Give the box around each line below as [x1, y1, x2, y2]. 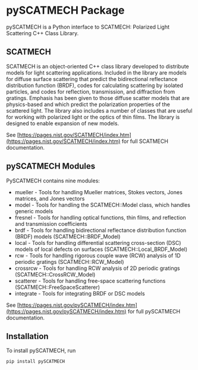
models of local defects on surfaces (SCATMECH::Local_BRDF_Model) [14, 245, 188, 253]
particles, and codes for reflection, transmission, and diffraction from [6, 88, 175, 95]
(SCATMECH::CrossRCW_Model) [14, 270, 96, 278]
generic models [14, 207, 54, 214]
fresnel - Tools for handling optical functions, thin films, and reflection [14, 214, 186, 221]
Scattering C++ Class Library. [6, 29, 79, 36]
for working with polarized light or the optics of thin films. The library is [6, 113, 180, 120]
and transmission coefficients [14, 220, 87, 227]
